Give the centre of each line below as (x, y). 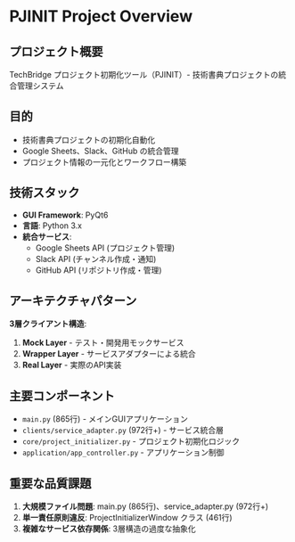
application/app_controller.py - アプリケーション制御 (123, 453)
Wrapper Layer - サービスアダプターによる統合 (109, 354)
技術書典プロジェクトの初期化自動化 (89, 139)
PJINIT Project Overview (101, 16)
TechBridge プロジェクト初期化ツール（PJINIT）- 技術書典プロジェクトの (144, 74)
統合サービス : (47, 236)
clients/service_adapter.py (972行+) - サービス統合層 (123, 431)
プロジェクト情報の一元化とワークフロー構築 (104, 161)
